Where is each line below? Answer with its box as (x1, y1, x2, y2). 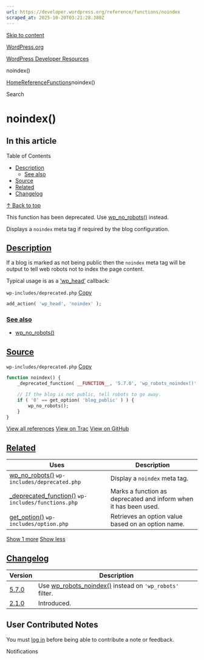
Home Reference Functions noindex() (6, 79, 95, 86)
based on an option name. (110, 520, 185, 528)
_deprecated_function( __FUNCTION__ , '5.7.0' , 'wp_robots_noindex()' (17, 380, 197, 387)
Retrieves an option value (110, 513, 183, 521)
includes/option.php (9, 520, 69, 528)
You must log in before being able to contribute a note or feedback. (6, 636, 175, 643)
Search (6, 90, 24, 98)
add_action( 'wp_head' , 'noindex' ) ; (6, 301, 102, 307)
